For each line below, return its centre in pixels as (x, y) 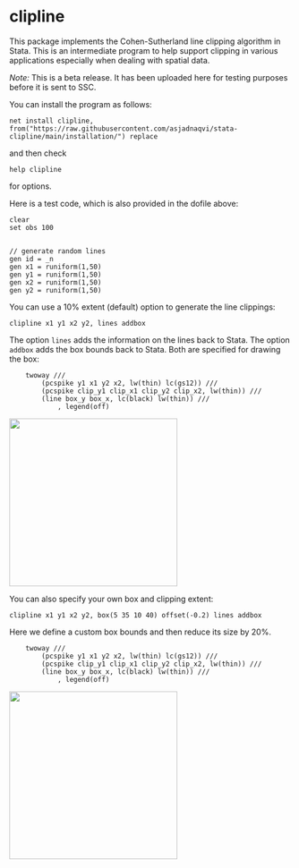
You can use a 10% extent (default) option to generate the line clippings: (142, 307)
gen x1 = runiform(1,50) (56, 267)
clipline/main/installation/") (68, 136)
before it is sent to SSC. (53, 87)
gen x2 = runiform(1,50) (56, 282)
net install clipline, (51, 121)
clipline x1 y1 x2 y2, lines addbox (77, 323)
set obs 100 (31, 227)
